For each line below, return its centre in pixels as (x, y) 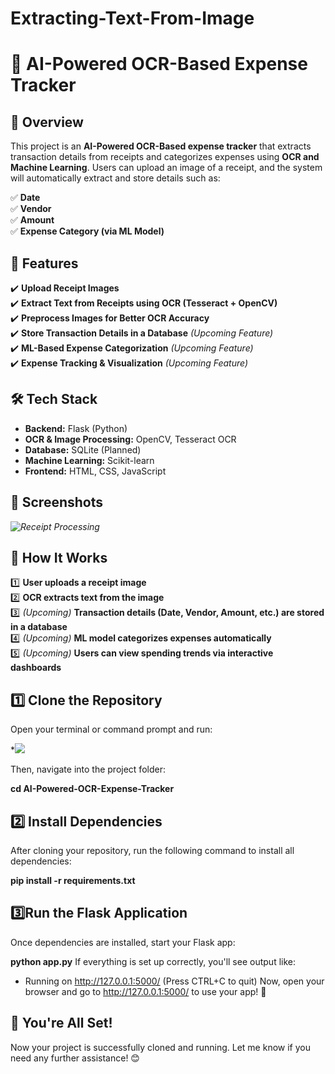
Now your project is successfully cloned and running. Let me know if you (160, 1047)
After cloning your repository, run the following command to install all (152, 851)
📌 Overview (47, 122)
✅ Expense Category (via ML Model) (87, 231)
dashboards (36, 668)
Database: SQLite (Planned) (83, 449)
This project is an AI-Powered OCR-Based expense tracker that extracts (161, 146)
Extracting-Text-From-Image (132, 18)
